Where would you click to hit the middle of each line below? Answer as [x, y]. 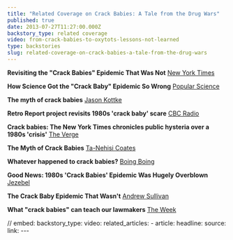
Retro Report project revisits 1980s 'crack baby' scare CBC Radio [103, 113]
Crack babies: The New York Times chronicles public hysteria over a [108, 127]
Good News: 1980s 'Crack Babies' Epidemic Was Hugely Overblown [108, 175]
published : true [31, 20]
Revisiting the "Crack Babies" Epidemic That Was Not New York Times [111, 72]
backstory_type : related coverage [58, 33]
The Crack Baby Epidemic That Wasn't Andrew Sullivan [88, 196]
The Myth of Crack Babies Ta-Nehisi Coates [72, 148]
